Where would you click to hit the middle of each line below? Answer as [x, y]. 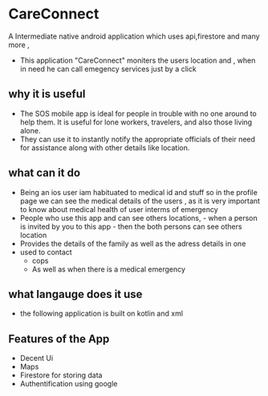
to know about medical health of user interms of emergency [119, 209]
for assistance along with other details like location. [105, 147]
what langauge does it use [75, 294]
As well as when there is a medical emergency [109, 269]
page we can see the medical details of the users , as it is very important [140, 201]
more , [19, 44]
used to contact [46, 252]
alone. [30, 130]
